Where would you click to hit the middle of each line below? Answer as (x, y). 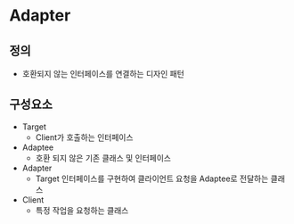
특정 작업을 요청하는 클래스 (82, 210)
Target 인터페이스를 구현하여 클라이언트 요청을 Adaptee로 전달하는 (152, 178)
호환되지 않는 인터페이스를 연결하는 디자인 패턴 (103, 74)
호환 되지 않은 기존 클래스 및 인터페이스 (103, 158)
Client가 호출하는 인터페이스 (84, 137)
